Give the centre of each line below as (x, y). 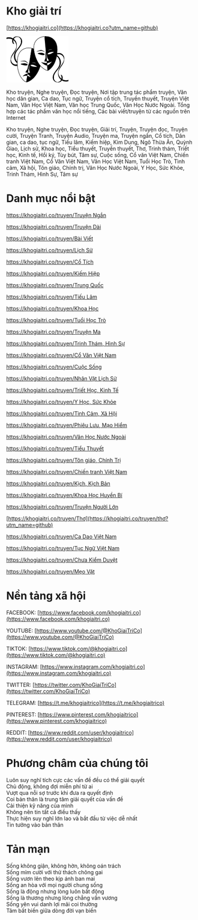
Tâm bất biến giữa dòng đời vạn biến (52, 910)
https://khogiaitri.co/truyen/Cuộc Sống (54, 367)
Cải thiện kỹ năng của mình (40, 806)
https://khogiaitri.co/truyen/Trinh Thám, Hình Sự (66, 343)
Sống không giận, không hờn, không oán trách (64, 866)
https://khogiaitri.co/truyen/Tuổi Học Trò (56, 320)
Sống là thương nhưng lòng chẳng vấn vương (62, 898)
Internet (16, 117)
